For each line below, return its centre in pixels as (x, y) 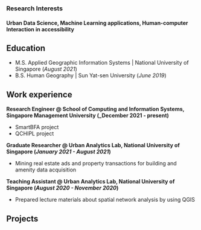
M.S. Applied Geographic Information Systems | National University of (102, 63)
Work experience (39, 94)
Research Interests (35, 8)
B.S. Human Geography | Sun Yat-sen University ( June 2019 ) (91, 75)
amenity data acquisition (46, 170)
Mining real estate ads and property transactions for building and (96, 164)
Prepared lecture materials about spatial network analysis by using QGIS (105, 200)
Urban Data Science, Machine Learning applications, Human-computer (97, 23)
